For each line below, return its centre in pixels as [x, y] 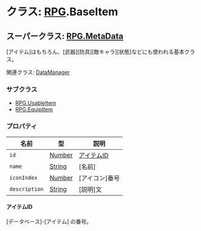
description [27, 189]
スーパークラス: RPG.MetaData [65, 36]
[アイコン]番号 [99, 178]
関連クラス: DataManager [38, 72]
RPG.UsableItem [36, 103]
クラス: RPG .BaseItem [62, 12]
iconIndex [23, 178]
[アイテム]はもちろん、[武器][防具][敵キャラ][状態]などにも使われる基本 [95, 52]
